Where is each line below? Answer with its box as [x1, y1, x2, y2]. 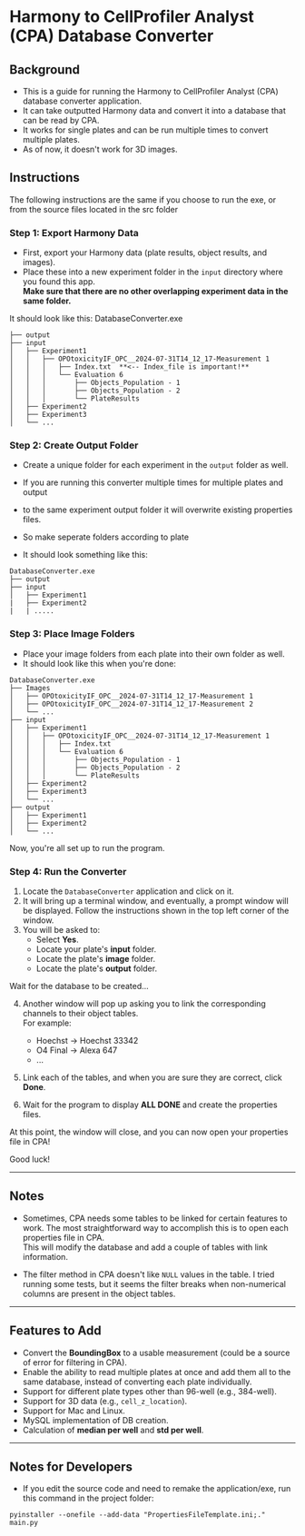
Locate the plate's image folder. [35, 954, 156, 964]
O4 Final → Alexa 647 [35, 1045, 118, 1055]
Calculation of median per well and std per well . [22, 1424, 204, 1435]
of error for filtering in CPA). [22, 1356, 127, 1368]
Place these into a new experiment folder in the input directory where [22, 266, 283, 278]
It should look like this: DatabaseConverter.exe [9, 313, 183, 324]
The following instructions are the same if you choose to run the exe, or [9, 193, 277, 205]
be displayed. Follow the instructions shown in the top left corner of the [22, 906, 290, 916]
